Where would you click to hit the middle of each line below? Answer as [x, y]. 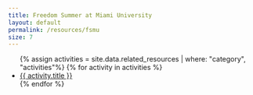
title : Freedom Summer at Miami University [80, 15]
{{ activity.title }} [46, 76]
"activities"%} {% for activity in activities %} [91, 68]
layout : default [34, 23]
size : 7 [21, 37]
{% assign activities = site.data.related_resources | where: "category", [133, 59]
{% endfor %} [42, 84]
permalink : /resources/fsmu [54, 30]
